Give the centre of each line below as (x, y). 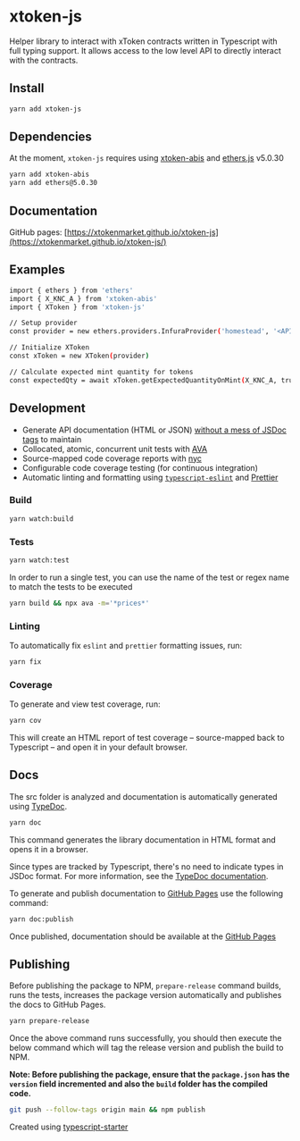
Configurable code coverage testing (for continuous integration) (140, 467)
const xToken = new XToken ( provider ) (79, 356)
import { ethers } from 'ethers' (71, 290)
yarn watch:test (39, 560)
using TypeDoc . (38, 806)
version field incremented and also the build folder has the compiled (138, 1084)
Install (27, 88)
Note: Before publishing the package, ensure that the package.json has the (150, 1075)
